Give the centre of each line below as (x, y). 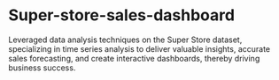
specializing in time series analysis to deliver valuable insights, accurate (139, 48)
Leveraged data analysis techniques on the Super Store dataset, (125, 40)
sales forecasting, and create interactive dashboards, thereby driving (134, 58)
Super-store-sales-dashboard (122, 15)
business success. (42, 68)
